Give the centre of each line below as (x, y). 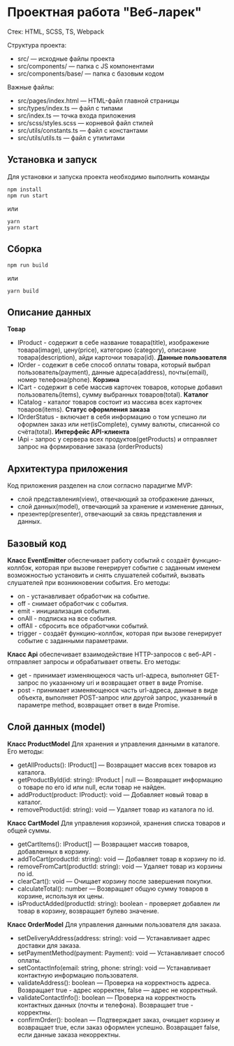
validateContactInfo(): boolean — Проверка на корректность (107, 997)
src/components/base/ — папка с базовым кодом (90, 73)
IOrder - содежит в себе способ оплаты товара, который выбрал (114, 365)
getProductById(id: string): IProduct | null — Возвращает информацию (120, 779)
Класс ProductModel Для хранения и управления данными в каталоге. (114, 744)
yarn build (23, 291)
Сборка (24, 249)
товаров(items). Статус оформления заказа (83, 409)
